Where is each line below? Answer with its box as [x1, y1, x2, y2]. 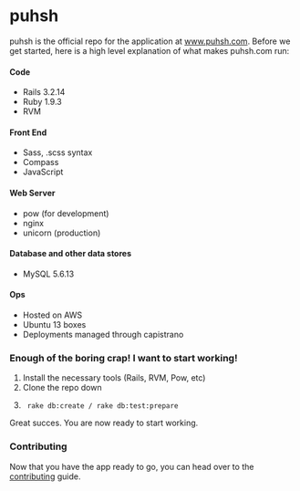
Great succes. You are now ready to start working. [9, 417, 199, 429]
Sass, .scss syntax [22, 147, 93, 158]
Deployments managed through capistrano [22, 329, 184, 340]
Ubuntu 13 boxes [22, 319, 87, 329]
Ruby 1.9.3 [22, 97, 62, 108]
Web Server [9, 187, 56, 198]
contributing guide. [9, 471, 81, 482]
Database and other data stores [9, 248, 132, 259]
